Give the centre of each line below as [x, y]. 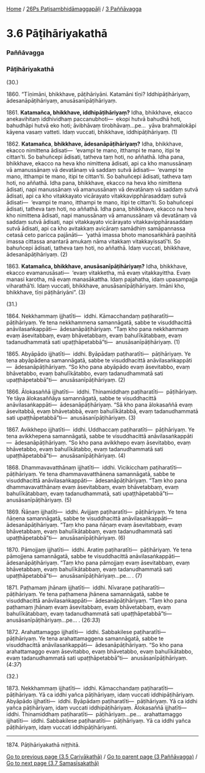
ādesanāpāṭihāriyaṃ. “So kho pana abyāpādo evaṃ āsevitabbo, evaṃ [102, 367]
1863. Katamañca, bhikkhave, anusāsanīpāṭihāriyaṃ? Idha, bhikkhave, [97, 266]
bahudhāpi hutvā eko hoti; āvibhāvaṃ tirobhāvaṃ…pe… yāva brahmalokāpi [101, 125]
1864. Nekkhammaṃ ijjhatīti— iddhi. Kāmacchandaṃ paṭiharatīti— [90, 316]
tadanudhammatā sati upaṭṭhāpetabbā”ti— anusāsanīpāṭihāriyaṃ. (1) [93, 342]
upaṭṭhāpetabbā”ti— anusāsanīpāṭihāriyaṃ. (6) [66, 538]
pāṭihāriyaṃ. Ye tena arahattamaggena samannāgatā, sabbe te [85, 638]
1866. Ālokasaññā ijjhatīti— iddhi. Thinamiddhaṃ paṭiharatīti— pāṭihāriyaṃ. [102, 392]
